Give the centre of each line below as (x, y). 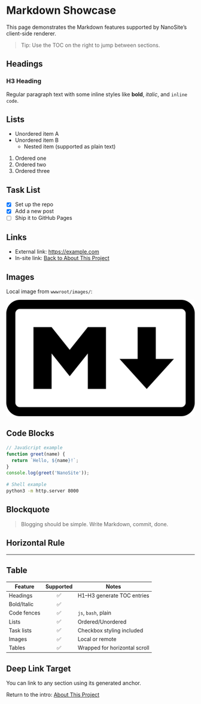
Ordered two (31, 165)
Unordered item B (36, 140)
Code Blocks (30, 433)
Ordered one (31, 158)
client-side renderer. (31, 33)
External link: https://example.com (57, 252)
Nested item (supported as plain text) (70, 147)
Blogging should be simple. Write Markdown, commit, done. (95, 524)
